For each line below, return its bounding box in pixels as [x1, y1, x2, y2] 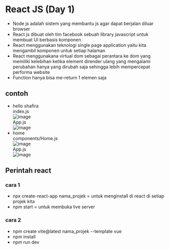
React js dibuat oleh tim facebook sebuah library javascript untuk [12, 31, 149, 37]
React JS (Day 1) [5, 4, 75, 15]
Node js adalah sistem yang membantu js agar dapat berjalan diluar [12, 20, 154, 26]
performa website [12, 69, 50, 75]
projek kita [12, 199, 35, 205]
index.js [12, 108, 29, 114]
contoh [5, 89, 28, 98]
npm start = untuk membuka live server [12, 204, 95, 210]
